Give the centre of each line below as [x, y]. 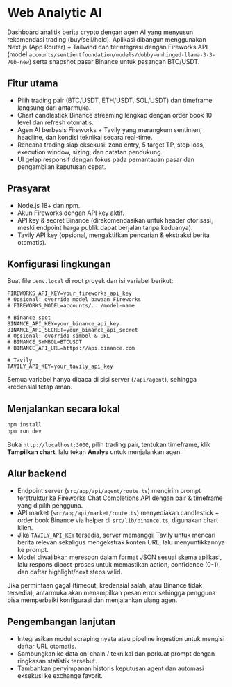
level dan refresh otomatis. [55, 122]
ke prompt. [33, 549]
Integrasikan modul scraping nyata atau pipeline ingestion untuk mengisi [121, 638]
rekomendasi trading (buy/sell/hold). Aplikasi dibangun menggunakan [107, 39]
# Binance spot [29, 318]
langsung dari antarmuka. [54, 107]
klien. [25, 527]
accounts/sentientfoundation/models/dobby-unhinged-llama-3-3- [122, 55]
